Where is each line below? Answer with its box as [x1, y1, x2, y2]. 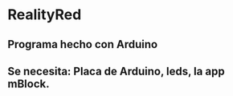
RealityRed [7, 6, 82, 24]
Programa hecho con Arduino [7, 38, 158, 51]
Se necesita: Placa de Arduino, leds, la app [7, 64, 226, 78]
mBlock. [7, 77, 50, 90]
